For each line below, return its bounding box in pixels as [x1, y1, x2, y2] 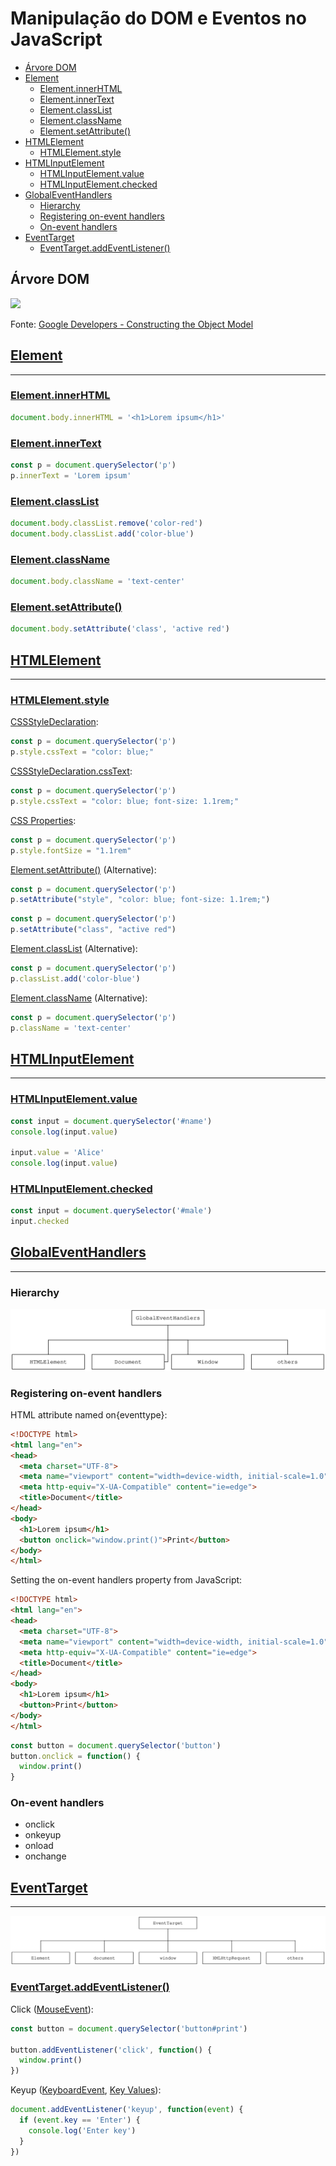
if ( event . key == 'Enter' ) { [19, 2115, 141, 2126]
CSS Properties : [10, 814, 77, 826]
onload [24, 1840, 54, 1852]
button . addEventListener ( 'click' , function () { [10, 2045, 213, 2055]
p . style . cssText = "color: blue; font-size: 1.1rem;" [10, 796, 240, 806]
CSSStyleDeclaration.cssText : [10, 765, 133, 777]
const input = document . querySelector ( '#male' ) [10, 1206, 213, 1216]
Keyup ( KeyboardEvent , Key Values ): [10, 2084, 162, 2096]
